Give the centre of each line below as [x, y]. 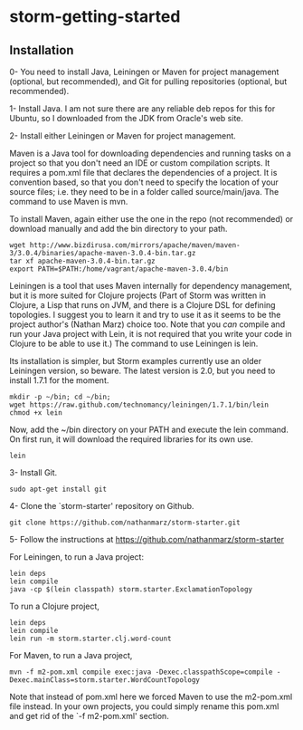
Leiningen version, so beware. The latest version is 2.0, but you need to [142, 370]
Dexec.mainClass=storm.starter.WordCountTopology [105, 680]
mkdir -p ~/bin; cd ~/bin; [60, 397]
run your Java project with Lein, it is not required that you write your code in [151, 334]
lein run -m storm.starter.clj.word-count [90, 639]
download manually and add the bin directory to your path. [118, 229]
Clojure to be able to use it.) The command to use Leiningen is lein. [134, 343]
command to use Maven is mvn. [69, 202]
